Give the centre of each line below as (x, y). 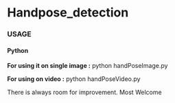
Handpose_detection (68, 13)
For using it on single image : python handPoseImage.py (87, 66)
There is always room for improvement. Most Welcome (85, 92)
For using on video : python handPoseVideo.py (74, 79)
